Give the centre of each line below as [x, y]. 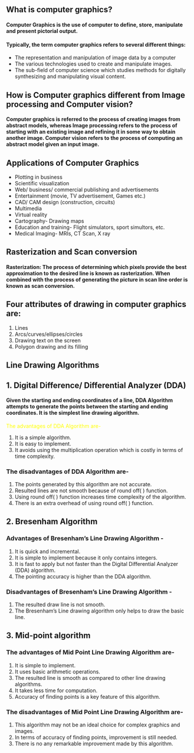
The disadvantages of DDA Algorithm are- [68, 472]
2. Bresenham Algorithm [52, 522]
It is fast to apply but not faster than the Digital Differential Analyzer [96, 564]
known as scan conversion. [40, 286]
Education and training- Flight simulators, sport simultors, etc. [90, 227]
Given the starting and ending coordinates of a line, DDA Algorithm [89, 400]
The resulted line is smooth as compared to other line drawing [90, 677]
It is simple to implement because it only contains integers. [86, 558]
